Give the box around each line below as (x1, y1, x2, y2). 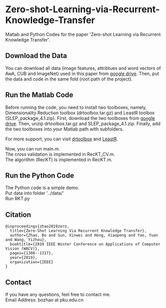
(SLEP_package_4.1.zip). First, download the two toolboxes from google (5, 115, 155, 121)
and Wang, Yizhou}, (5, 237, 47, 243)
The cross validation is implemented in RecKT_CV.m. (5, 151, 116, 157)
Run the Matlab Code (5, 91, 73, 99)
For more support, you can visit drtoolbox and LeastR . (5, 136, 119, 142)
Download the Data (5, 52, 67, 60)
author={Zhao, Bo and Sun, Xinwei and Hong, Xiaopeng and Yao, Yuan (10, 233, 158, 238)
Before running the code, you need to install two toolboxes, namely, (5, 104, 147, 110)
